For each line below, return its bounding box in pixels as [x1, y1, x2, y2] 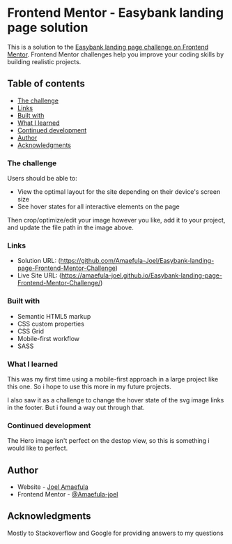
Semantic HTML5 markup [17, 312, 91, 320]
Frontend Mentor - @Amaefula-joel [17, 490, 118, 499]
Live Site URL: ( [17, 271, 62, 280]
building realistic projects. [7, 57, 82, 66]
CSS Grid [17, 326, 44, 335]
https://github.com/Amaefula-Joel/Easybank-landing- [60, 257, 215, 265]
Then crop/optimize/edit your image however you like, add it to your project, [7, 216, 226, 225]
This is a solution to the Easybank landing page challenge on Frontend [7, 43, 209, 51]
